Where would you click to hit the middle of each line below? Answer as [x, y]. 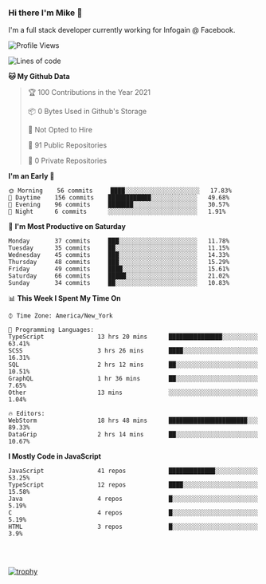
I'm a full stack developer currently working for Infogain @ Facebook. [122, 30]
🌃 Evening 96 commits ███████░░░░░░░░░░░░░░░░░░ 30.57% [119, 205]
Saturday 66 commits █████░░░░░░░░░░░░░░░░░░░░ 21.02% [119, 276]
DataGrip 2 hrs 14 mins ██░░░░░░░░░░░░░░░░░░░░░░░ [133, 435]
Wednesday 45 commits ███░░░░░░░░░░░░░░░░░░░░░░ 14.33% [119, 255]
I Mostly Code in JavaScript [55, 456]
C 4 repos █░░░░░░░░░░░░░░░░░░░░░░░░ [133, 513]
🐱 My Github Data [39, 77]
